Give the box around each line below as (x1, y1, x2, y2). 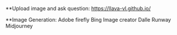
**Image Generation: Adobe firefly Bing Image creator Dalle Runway (5, 16, 171, 23)
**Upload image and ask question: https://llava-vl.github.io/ (5, 5, 151, 12)
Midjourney (5, 23, 33, 29)
